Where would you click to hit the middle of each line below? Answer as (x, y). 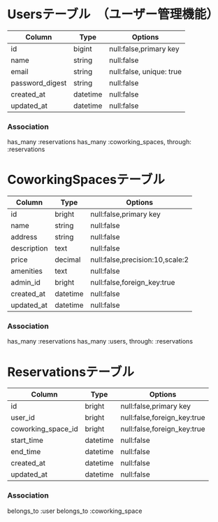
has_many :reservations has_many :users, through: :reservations (100, 341)
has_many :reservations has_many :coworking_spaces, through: (100, 142)
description (29, 248)
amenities (27, 271)
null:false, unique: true (146, 71)
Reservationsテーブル (71, 372)
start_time (27, 440)
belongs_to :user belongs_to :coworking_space (75, 511)
